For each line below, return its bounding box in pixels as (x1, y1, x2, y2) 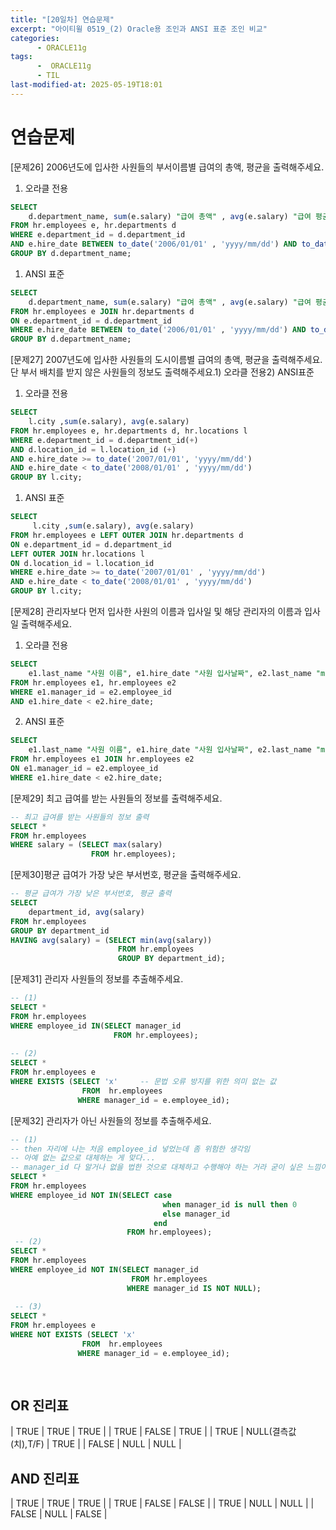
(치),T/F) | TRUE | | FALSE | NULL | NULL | (10, 1438, 182, 1450)
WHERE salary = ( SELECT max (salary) (10, 840, 163, 850)
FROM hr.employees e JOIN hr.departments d (10, 306, 195, 316)
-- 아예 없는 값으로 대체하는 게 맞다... (10, 1153, 156, 1163)
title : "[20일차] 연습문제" (10, 14, 115, 25)
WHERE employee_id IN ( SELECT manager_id (10, 1021, 182, 1031)
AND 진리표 (10, 1470, 80, 1487)
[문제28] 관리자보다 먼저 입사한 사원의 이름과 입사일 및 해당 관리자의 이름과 (10, 606, 303, 618)
